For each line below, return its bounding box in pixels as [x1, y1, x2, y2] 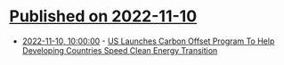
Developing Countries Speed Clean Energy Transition [21, 45, 218, 55]
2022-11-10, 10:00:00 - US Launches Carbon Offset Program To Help [21, 36, 275, 46]
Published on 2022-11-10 [9, 6, 198, 27]
